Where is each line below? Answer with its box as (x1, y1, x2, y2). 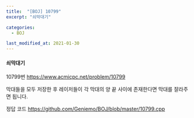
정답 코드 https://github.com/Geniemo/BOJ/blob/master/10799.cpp (6, 106, 165, 113)
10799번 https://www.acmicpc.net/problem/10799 (6, 74, 126, 81)
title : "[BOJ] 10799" (6, 8, 61, 15)
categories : (6, 25, 35, 30)
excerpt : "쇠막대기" (6, 14, 51, 20)
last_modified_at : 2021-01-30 (6, 40, 80, 47)
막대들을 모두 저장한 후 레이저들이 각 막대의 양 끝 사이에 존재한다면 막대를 (6, 86, 173, 93)
